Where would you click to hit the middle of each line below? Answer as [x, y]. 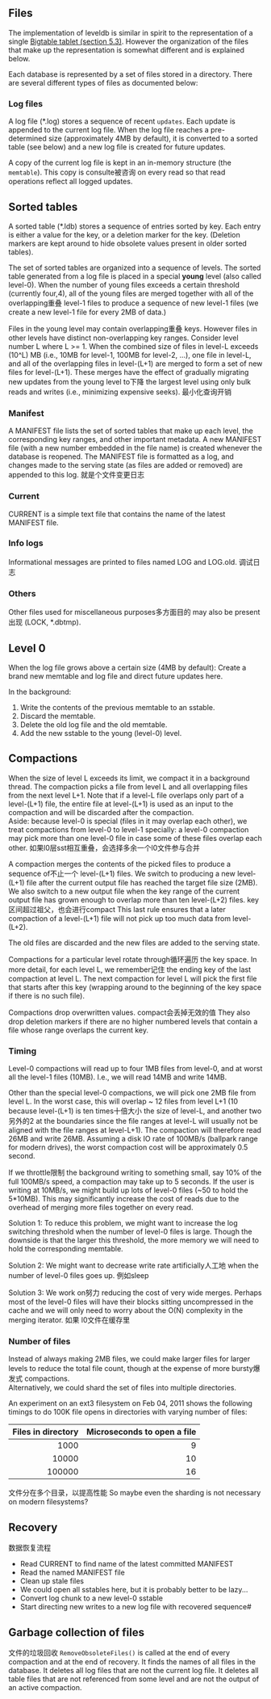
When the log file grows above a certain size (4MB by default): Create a [127, 667]
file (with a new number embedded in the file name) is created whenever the [135, 448]
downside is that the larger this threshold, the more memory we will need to [134, 1240]
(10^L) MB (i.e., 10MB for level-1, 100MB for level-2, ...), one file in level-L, [130, 355]
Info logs [26, 543]
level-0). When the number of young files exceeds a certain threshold [124, 284]
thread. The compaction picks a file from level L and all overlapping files [128, 786]
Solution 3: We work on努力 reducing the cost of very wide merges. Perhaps [135, 1293]
